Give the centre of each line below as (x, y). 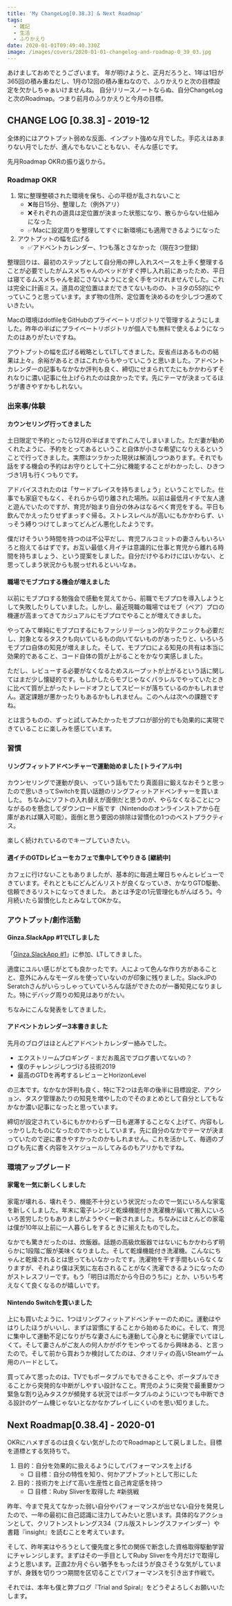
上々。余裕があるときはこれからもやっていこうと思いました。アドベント (122, 360)
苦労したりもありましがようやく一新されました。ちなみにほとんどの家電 (122, 1219)
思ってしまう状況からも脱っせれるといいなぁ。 (74, 565)
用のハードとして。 (35, 1362)
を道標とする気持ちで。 (40, 1451)
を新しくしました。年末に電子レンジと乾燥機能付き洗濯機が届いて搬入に (110, 1210)
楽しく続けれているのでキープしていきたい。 (70, 840)
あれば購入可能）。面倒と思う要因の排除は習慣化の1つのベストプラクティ (122, 817)
